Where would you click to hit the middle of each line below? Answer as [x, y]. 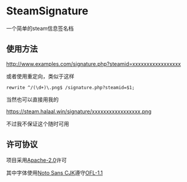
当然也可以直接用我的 [32, 99]
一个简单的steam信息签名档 [40, 28]
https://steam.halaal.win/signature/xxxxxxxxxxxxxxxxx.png [79, 111]
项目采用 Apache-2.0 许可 [36, 160]
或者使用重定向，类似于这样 [40, 76]
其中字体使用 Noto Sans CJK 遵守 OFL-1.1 [55, 172]
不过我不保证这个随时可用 [38, 123]
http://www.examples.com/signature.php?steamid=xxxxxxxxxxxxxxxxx [93, 63]
